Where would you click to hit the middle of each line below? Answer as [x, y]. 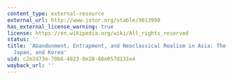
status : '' [23, 40]
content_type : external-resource [56, 14]
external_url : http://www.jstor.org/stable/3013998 [84, 20]
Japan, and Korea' [40, 53]
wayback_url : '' [31, 65]
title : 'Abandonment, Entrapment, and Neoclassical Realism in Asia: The [117, 46]
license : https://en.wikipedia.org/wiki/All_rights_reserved [98, 33]
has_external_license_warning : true [60, 26]
